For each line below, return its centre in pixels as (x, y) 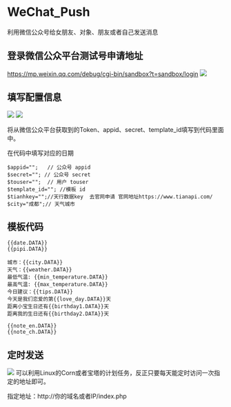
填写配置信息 (34, 97)
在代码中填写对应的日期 (40, 153)
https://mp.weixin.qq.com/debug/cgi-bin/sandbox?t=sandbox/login (103, 74)
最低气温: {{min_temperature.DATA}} (58, 277)
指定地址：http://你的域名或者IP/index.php (67, 396)
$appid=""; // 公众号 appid (49, 167)
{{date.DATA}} (28, 243)
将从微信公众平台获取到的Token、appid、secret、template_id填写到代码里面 (115, 129)
